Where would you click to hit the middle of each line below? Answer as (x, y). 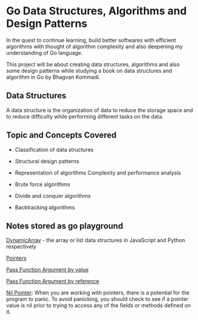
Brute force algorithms (42, 184)
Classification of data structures (54, 150)
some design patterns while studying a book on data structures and (89, 70)
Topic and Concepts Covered (61, 135)
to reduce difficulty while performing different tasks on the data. (85, 116)
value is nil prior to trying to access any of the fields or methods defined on (98, 306)
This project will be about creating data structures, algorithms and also (93, 64)
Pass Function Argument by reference (53, 281)
